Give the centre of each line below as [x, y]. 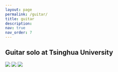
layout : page [19, 10]
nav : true [15, 28]
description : [19, 23]
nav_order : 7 [19, 33]
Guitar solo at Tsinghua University [59, 53]
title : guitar [20, 19]
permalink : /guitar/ [27, 14]
